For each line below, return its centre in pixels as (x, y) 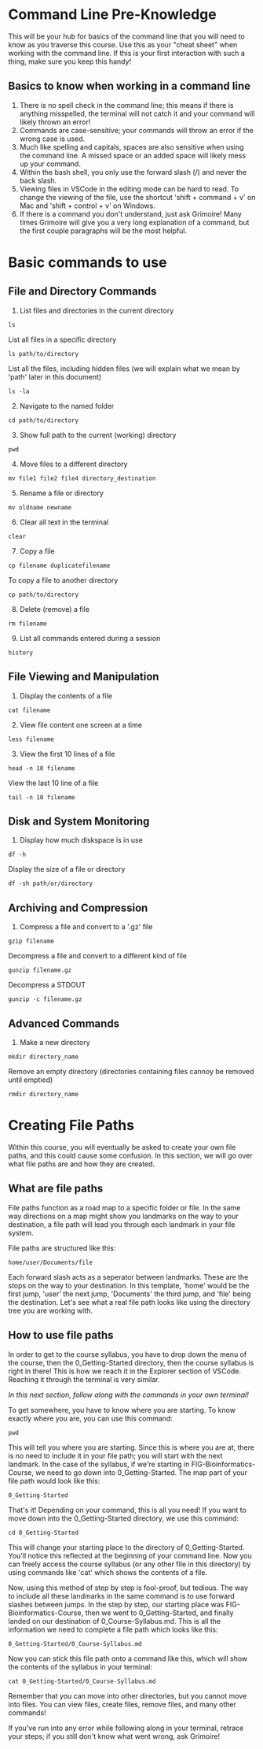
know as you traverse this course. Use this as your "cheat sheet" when (123, 44)
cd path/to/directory (44, 420)
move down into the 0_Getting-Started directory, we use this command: (124, 1518)
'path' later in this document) (55, 376)
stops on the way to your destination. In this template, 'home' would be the (129, 1285)
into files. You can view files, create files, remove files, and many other (122, 1704)
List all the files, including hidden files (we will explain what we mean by (124, 369)
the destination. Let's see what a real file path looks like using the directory (130, 1302)
